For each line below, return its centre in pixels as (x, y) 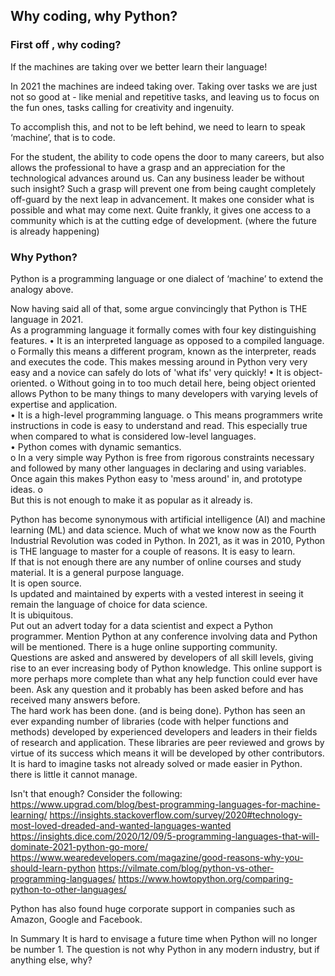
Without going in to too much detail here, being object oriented (187, 383)
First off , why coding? (66, 45)
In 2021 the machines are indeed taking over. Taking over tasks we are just (164, 86)
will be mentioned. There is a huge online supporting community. (144, 646)
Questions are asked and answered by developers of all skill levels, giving (162, 657)
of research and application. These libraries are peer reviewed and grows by (167, 742)
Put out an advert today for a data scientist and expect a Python (141, 625)
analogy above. (42, 289)
